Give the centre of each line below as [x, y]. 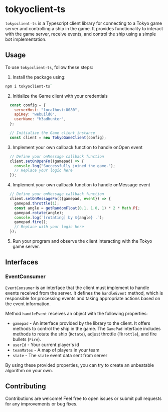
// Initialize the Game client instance [52, 133]
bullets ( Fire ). [27, 339]
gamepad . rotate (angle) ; [39, 213]
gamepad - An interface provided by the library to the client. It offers [81, 323]
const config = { [28, 105]
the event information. [28, 304]
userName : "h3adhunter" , [40, 119]
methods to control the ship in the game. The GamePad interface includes [87, 328]
